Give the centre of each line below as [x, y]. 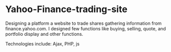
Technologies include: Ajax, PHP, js [42, 43]
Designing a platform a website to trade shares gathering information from [84, 23]
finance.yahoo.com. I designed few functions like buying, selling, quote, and [86, 28]
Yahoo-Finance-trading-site [67, 9]
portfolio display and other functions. [44, 34]
